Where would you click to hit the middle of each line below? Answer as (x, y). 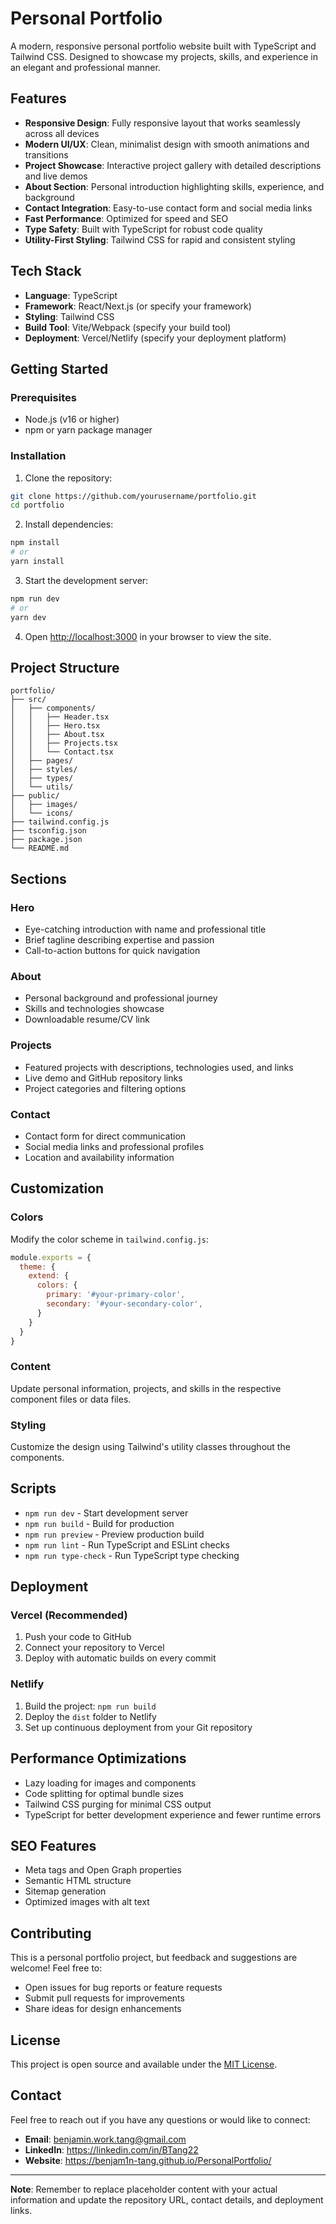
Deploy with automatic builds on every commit (120, 1658)
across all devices (62, 133)
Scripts (33, 1488)
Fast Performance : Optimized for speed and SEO (126, 218)
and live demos (56, 176)
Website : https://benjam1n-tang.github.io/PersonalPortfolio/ (148, 2160)
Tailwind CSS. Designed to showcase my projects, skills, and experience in (164, 56)
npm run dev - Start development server (106, 1513)
